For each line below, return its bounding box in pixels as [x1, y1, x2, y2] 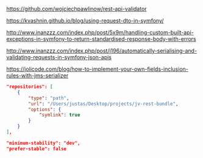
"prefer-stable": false [6, 146, 67, 152]
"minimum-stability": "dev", [6, 140, 80, 146]
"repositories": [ [6, 84, 53, 90]
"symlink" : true [38, 112, 80, 118]
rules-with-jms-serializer [6, 72, 69, 79]
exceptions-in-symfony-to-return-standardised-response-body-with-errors [6, 35, 196, 42]
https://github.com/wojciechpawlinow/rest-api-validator [6, 5, 148, 12]
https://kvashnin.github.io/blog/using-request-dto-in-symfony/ [6, 17, 164, 24]
